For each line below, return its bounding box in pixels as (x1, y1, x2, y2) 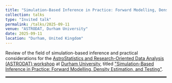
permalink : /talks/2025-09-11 (5, 21, 70, 27)
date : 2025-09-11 (5, 31, 42, 36)
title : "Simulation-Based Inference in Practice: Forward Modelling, (5, 7, 157, 13)
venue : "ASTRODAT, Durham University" (5, 26, 88, 32)
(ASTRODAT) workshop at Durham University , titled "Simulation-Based (5, 61, 155, 67)
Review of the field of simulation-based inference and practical (5, 49, 138, 56)
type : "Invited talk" (5, 17, 52, 22)
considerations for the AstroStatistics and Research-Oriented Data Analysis (5, 55, 164, 61)
